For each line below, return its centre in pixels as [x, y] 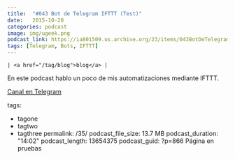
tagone [28, 119]
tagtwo [28, 126]
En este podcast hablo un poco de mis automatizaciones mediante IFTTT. [113, 78]
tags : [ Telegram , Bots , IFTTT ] [53, 46]
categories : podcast [37, 26]
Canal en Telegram [34, 92]
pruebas [29, 148]
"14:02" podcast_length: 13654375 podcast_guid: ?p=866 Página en [116, 141]
